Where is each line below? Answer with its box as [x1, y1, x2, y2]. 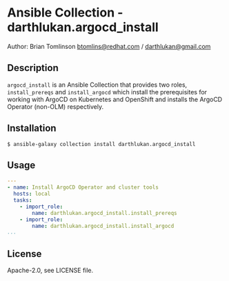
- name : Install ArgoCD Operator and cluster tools [7, 184, 159, 191]
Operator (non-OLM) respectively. [7, 102, 104, 111]
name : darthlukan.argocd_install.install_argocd [32, 222, 175, 229]
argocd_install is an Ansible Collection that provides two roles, [7, 81, 188, 89]
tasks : [13, 197, 32, 204]
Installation [7, 123, 57, 134]
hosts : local [13, 191, 51, 198]
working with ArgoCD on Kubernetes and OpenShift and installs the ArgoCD [7, 95, 223, 103]
